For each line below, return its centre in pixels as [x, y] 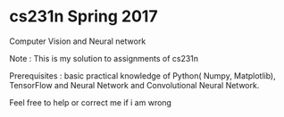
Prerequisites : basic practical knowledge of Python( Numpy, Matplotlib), [142, 75]
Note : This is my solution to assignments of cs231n [104, 58]
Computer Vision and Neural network [78, 41]
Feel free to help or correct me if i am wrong [91, 102]
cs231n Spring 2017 [84, 17]
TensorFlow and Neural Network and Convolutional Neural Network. [134, 85]
